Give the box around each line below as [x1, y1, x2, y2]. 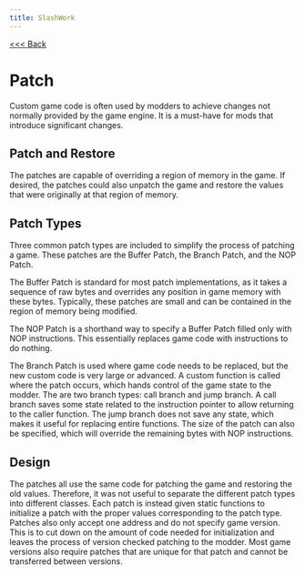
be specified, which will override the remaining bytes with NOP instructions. [9, 428, 294, 439]
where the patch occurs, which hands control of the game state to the [9, 379, 271, 391]
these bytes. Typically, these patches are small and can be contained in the [9, 297, 292, 307]
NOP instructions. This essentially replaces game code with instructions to [9, 333, 289, 344]
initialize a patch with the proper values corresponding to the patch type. [9, 508, 282, 519]
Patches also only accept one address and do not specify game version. [9, 518, 280, 528]
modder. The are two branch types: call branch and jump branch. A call [9, 389, 277, 400]
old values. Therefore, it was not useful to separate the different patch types [9, 488, 296, 498]
